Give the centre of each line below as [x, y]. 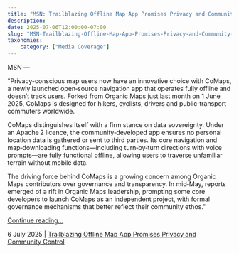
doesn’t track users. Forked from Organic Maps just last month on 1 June [114, 96]
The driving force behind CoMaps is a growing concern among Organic [112, 176]
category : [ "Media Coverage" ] [65, 47]
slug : [15, 34]
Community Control [36, 242]
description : [27, 21]
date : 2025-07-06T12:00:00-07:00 [57, 27]
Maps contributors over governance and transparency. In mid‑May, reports [117, 184]
